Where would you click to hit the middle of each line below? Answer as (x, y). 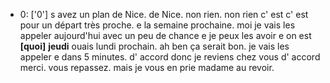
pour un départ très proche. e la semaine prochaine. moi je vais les (157, 25)
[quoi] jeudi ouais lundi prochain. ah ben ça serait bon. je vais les (154, 46)
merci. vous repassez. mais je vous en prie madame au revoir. (147, 67)
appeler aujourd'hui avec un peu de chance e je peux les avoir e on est (165, 35)
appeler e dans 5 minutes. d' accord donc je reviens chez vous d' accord (170, 57)
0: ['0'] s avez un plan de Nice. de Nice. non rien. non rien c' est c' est (164, 14)
